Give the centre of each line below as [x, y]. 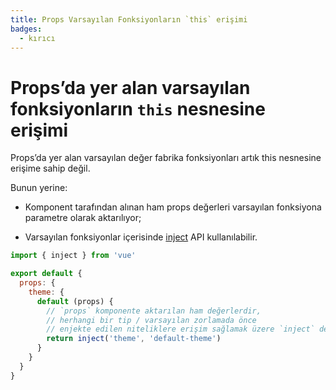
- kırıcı [37, 38]
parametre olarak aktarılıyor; [83, 218]
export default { [46, 274]
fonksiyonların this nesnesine [138, 108]
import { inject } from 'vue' [73, 256]
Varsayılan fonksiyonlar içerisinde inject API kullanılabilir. [141, 237]
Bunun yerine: [39, 188]
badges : [26, 29]
